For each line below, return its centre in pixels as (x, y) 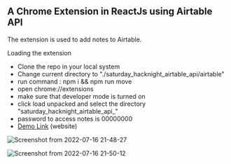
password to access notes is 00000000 (75, 118)
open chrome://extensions (55, 89)
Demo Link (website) (47, 126)
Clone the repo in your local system (69, 67)
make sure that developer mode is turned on (81, 96)
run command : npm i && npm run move (75, 81)
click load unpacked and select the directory (82, 104)
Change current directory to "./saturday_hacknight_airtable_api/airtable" (121, 74)
